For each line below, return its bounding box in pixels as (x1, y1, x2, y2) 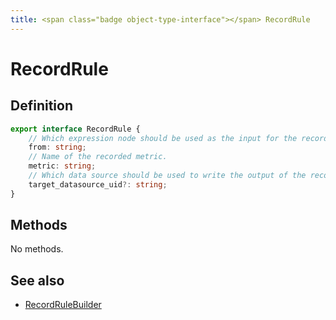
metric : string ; (28, 161, 97, 171)
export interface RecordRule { (10, 124, 141, 134)
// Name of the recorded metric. (28, 152, 168, 162)
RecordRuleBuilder (24, 299, 102, 311)
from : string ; (28, 142, 87, 153)
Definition (10, 97, 73, 115)
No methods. (10, 243, 64, 255)
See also (10, 272, 65, 289)
